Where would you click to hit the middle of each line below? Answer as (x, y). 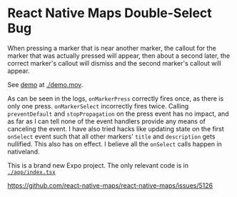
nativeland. (24, 151)
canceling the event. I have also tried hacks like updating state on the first (116, 128)
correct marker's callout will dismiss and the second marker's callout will (114, 63)
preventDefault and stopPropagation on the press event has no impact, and (118, 113)
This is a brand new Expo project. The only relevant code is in (98, 165)
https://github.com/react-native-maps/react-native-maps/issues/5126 (110, 185)
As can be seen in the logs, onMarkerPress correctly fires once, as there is (116, 98)
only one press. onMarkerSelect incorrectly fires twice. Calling (98, 106)
